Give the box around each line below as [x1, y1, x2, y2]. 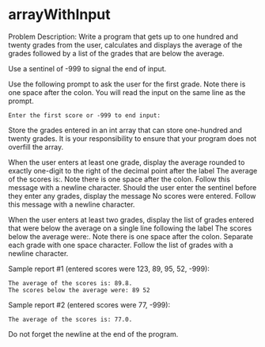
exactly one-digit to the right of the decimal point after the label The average [8, 166, 258, 175]
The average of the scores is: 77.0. [8, 315, 133, 323]
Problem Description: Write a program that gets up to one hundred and [8, 32, 239, 41]
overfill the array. [8, 142, 64, 151]
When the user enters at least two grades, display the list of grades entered [8, 215, 255, 224]
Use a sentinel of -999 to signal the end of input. [8, 63, 167, 73]
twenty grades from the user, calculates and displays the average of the [8, 40, 243, 49]
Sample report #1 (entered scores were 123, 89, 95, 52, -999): [8, 264, 210, 273]
